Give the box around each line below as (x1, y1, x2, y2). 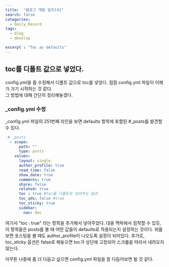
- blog (10, 31, 24, 36)
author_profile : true (18, 163, 65, 168)
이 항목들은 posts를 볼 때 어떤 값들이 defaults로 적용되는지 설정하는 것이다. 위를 (5, 226, 163, 232)
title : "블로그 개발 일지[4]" (5, 7, 64, 13)
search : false (5, 12, 35, 17)
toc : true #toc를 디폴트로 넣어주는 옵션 (18, 191, 98, 197)
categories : (5, 17, 30, 22)
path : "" (18, 144, 37, 149)
